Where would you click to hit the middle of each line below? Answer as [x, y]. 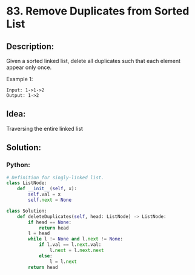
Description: [30, 46]
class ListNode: [27, 183]
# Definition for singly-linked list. [55, 177]
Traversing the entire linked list [45, 128]
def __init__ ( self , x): [47, 189]
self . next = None [50, 200]
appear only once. [29, 67]
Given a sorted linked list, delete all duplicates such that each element [93, 61]
